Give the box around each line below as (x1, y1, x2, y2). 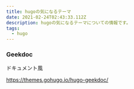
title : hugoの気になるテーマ (6, 8, 71, 15)
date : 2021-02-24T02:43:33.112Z (6, 14, 86, 20)
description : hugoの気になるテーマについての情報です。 (6, 20, 131, 26)
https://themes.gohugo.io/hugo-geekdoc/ (6, 77, 109, 84)
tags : (6, 25, 20, 31)
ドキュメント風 (6, 65, 43, 72)
